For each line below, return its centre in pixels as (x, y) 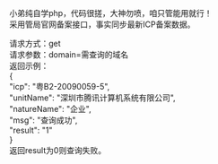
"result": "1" (31, 130)
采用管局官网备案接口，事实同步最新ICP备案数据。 (102, 24)
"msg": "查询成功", (44, 120)
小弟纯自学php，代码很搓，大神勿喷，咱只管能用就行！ (111, 13)
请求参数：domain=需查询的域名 (69, 55)
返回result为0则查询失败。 (57, 150)
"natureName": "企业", (50, 109)
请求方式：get (35, 43)
